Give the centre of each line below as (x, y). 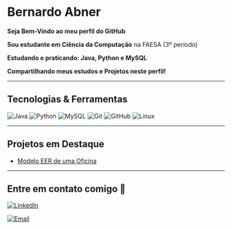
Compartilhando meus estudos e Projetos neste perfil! (87, 71)
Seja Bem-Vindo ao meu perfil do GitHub (66, 31)
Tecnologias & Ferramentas (67, 100)
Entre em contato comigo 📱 (67, 189)
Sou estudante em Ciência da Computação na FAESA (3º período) (103, 44)
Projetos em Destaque (56, 145)
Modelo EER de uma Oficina (57, 161)
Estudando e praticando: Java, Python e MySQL (77, 58)
